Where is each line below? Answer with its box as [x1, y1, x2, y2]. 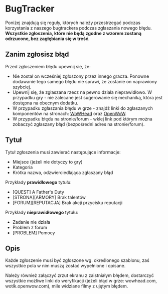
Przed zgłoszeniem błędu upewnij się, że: [5, 63, 91, 69]
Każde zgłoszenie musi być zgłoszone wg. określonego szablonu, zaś [5, 257, 149, 263]
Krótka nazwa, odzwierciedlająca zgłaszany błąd [12, 169, 113, 176]
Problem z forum [12, 224, 48, 230]
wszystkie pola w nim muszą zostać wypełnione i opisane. [5, 263, 126, 269]
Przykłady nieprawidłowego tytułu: [5, 209, 79, 215]
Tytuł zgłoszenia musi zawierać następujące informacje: [5, 149, 121, 155]
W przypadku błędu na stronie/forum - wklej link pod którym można [12, 116, 153, 122]
